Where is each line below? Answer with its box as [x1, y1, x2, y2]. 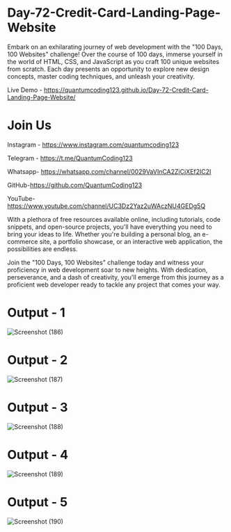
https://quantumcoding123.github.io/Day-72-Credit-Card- [44, 86, 209, 94]
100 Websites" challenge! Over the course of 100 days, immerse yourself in [7, 50, 223, 58]
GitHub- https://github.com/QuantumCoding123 [7, 181, 143, 189]
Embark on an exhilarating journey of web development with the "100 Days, [7, 42, 223, 51]
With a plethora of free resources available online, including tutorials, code [7, 215, 221, 223]
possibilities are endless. [7, 245, 78, 253]
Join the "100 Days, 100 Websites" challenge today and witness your [7, 258, 204, 266]
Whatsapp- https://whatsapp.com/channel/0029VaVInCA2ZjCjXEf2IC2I [7, 167, 212, 175]
